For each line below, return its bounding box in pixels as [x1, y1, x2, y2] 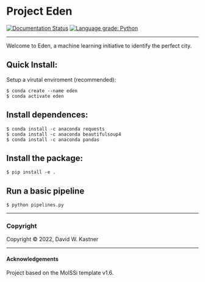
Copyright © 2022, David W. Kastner [6, 236, 99, 243]
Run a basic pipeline [6, 186, 85, 196]
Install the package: [6, 153, 84, 163]
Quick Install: [6, 60, 58, 70]
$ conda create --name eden [6, 87, 78, 94]
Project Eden [6, 4, 73, 18]
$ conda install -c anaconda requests [6, 126, 105, 132]
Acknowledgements [6, 255, 59, 263]
